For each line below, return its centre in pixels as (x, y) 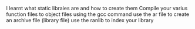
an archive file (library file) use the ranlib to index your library (80, 20)
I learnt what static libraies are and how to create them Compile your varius (97, 8)
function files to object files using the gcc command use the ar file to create (98, 14)
